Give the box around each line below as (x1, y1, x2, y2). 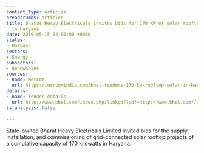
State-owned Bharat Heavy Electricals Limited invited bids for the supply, (6, 127, 189, 134)
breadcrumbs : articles (6, 15, 64, 21)
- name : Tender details (6, 93, 67, 100)
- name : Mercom (6, 76, 45, 83)
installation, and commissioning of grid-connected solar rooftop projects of (6, 133, 194, 140)
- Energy (6, 54, 29, 60)
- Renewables (6, 65, 39, 72)
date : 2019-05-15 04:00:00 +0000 (6, 32, 91, 38)
